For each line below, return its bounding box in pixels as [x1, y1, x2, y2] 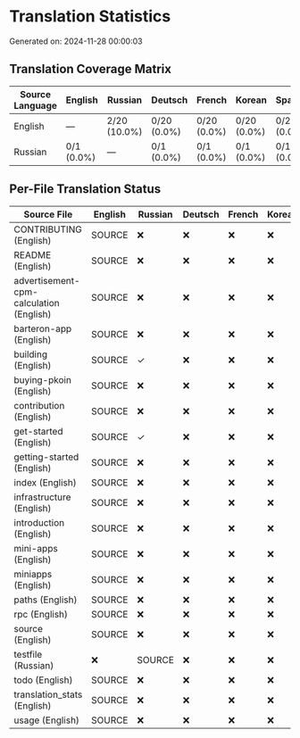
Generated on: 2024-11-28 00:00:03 [9, 36, 143, 46]
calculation [13, 296, 60, 309]
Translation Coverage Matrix [9, 62, 172, 77]
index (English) [13, 476, 78, 488]
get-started [13, 425, 63, 437]
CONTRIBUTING [13, 223, 82, 236]
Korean [235, 94, 268, 106]
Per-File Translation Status [9, 181, 162, 197]
